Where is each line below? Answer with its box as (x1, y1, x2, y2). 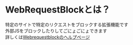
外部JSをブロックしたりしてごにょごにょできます (5, 27, 107, 33)
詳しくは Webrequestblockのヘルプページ (5, 34, 90, 40)
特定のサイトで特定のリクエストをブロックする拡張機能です (5, 21, 128, 27)
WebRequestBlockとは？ (5, 4, 110, 15)
